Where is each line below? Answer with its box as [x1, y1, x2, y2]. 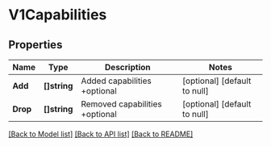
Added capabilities [80, 75, 152, 86]
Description [104, 62, 151, 73]
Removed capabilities [80, 98, 163, 110]
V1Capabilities [8, 6, 107, 24]
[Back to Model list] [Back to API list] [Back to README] [8, 129, 194, 139]
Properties [8, 38, 63, 52]
